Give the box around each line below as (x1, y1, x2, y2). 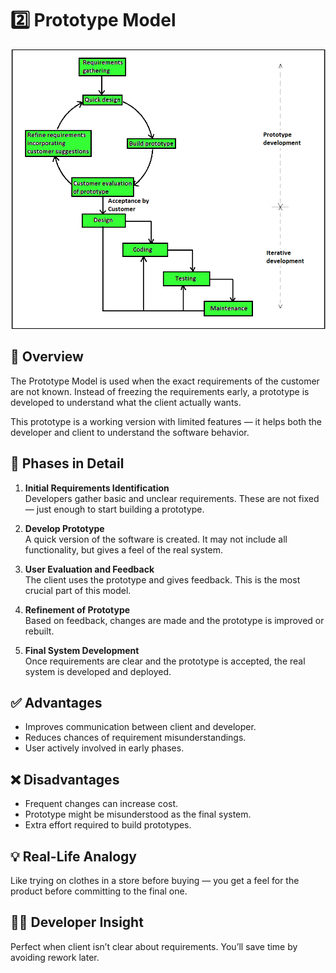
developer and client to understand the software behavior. (10, 426, 250, 438)
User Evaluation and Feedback (24, 563, 155, 575)
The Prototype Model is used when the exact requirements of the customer (10, 375, 320, 387)
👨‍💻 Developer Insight (10, 914, 144, 931)
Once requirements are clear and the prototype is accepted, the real (24, 655, 306, 667)
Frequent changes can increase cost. (24, 798, 179, 810)
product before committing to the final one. (10, 885, 188, 897)
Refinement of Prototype (24, 603, 131, 616)
